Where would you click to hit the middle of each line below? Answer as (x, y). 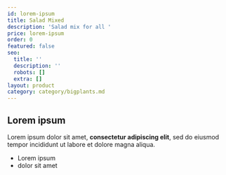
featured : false (31, 46)
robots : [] (29, 72)
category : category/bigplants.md (56, 92)
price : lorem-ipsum (36, 33)
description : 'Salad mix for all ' (59, 27)
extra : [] (28, 79)
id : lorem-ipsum (31, 14)
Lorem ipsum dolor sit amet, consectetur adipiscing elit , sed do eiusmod (113, 136)
